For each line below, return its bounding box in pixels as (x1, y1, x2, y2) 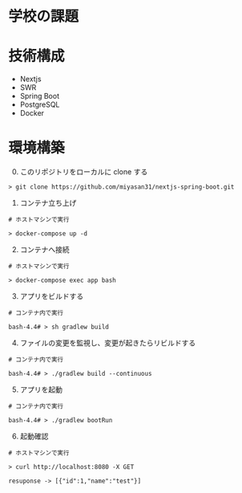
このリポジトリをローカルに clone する (19, 167, 148, 177)
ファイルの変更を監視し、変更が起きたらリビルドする (19, 338, 196, 348)
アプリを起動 (19, 385, 63, 394)
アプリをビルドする (19, 291, 84, 301)
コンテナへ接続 (19, 245, 70, 255)
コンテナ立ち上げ (19, 198, 77, 208)
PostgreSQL (19, 100, 60, 109)
